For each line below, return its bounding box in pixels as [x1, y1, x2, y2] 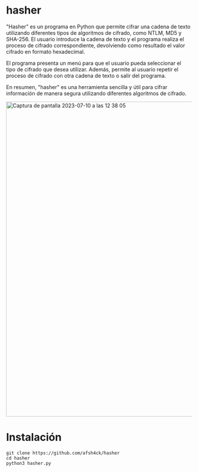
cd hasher [6, 455, 31, 461]
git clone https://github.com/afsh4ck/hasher [6, 450, 120, 456]
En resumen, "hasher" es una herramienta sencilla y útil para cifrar [6, 83, 168, 90]
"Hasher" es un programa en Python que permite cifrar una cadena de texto [6, 23, 191, 30]
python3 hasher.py [6, 460, 51, 466]
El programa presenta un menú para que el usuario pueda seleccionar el [6, 60, 181, 67]
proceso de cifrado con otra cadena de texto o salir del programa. [6, 72, 166, 79]
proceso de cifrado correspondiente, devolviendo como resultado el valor [6, 42, 186, 49]
